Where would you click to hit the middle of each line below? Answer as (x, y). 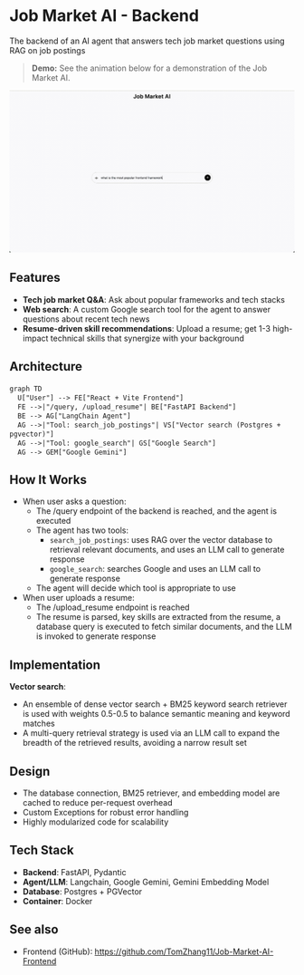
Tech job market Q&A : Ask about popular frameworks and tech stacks (153, 299)
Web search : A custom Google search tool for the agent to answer (147, 309)
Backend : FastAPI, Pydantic (74, 872)
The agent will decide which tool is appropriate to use (136, 588)
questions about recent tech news (86, 319)
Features (35, 278)
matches (39, 724)
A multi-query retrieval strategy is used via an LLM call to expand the (151, 733)
